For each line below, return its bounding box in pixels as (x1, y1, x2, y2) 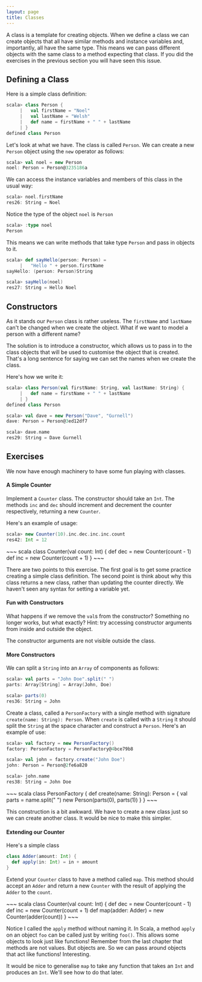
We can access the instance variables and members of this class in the (6, 176, 183, 183)
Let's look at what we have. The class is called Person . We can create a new (6, 141, 195, 148)
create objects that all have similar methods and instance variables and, (6, 38, 185, 45)
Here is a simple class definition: (6, 90, 87, 97)
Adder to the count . (6, 888, 52, 895)
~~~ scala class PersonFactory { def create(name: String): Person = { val (6, 790, 188, 797)
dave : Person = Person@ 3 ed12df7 (6, 418, 87, 424)
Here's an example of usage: (6, 520, 78, 527)
